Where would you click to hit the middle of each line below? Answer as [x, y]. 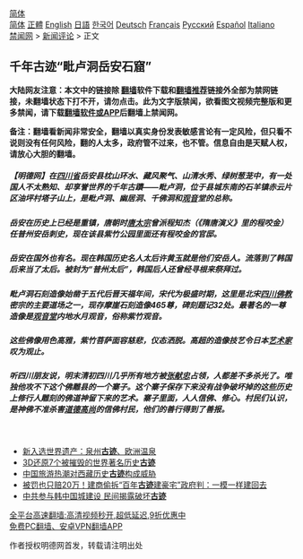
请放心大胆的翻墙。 [45, 153]
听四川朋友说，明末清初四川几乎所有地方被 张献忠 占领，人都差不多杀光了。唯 [151, 376]
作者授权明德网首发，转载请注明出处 [76, 545]
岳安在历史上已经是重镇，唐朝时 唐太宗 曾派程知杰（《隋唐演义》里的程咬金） [149, 222]
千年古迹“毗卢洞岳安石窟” [81, 67]
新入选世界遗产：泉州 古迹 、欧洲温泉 [89, 451]
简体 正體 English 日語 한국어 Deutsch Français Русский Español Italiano [142, 25]
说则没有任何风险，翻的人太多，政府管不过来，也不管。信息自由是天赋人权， [151, 142]
